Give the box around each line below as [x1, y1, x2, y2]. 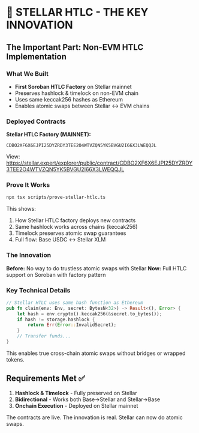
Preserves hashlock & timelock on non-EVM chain [14, 89, 139, 97]
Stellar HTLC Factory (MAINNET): [6, 131, 91, 138]
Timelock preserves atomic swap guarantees [14, 229, 126, 237]
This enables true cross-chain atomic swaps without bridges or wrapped [6, 350, 186, 357]
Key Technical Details [6, 286, 71, 294]
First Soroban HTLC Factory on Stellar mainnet [14, 83, 132, 90]
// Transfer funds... [17, 333, 71, 339]
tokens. [6, 356, 25, 363]
